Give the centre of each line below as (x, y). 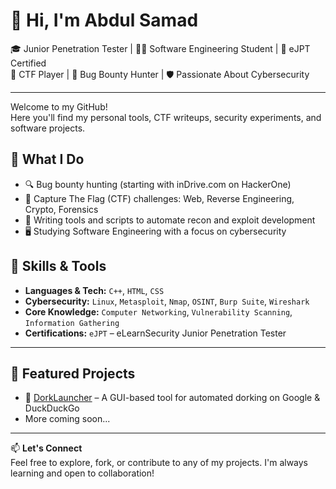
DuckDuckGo (52, 408)
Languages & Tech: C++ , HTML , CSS (94, 290)
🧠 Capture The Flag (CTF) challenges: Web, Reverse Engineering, (159, 198)
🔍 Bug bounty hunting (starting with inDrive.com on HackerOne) (158, 184)
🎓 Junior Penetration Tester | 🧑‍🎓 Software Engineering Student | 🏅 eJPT (160, 48)
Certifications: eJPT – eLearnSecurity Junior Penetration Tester (155, 333)
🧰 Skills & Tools (58, 266)
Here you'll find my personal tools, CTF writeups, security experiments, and (166, 117)
